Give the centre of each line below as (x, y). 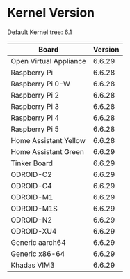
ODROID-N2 (31, 220)
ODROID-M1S (34, 209)
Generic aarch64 (38, 242)
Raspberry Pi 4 (35, 118)
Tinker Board (32, 163)
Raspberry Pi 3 (35, 106)
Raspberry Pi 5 (35, 129)
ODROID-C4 (31, 186)
